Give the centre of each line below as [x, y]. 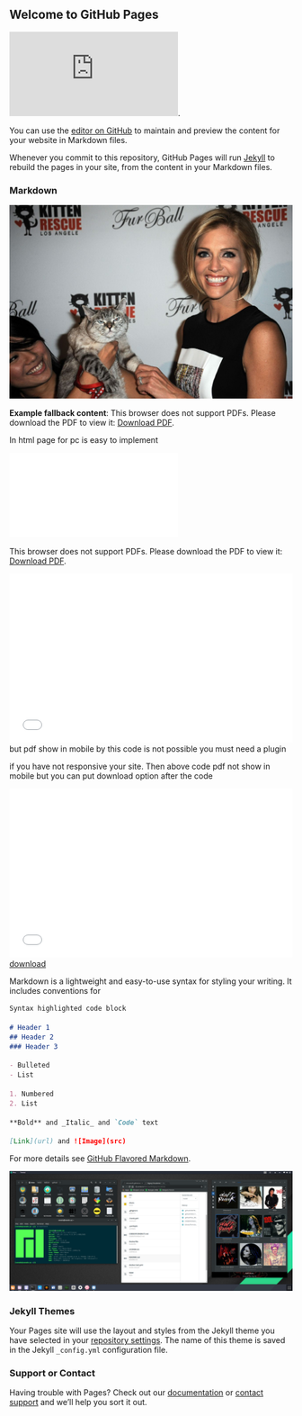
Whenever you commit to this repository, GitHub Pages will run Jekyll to [142, 158]
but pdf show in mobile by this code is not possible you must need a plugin [148, 749]
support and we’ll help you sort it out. [78, 1402]
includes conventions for [55, 991]
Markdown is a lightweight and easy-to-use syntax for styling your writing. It [151, 981]
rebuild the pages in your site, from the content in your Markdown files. [141, 167]
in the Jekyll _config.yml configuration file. [89, 1350]
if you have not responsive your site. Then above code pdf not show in [140, 767]
